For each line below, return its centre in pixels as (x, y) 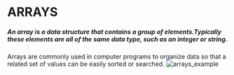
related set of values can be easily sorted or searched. (86, 64)
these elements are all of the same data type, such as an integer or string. (117, 39)
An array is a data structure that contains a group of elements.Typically (115, 31)
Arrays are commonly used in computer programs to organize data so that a (117, 57)
